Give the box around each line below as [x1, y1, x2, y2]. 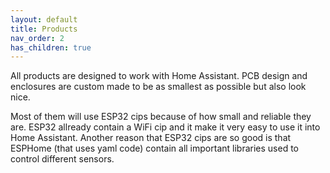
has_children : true [10, 42, 92, 53]
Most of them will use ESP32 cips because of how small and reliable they [10, 111, 312, 123]
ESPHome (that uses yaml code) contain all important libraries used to [10, 142, 299, 155]
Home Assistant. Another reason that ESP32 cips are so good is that [10, 132, 292, 144]
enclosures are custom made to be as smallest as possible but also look [10, 81, 307, 93]
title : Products [10, 24, 78, 34]
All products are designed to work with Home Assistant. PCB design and [10, 70, 308, 82]
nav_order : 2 [10, 33, 65, 43]
